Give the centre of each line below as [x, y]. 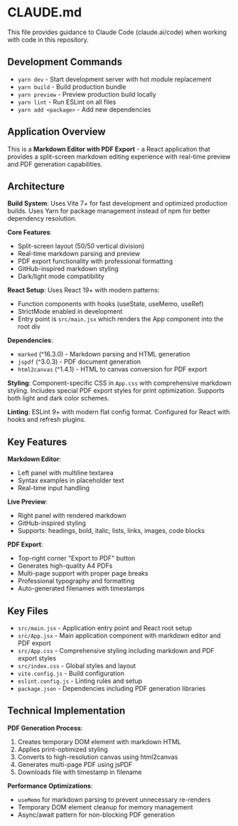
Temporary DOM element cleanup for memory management [105, 807]
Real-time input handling [54, 488]
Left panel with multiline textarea [65, 473]
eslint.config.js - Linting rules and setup [80, 681]
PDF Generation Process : [45, 728]
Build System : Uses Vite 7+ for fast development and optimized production [118, 203]
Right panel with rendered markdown [72, 516]
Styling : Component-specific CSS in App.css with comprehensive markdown [119, 383]
